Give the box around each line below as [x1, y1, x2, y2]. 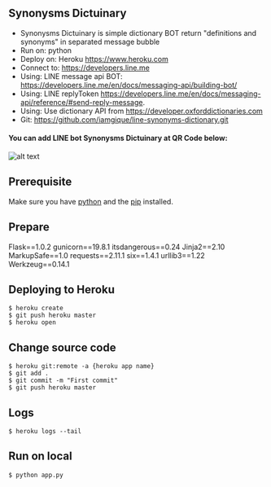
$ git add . [8, 370, 49, 378]
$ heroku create [8, 305, 63, 313]
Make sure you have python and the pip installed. [8, 196, 173, 206]
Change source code [8, 340, 116, 354]
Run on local [8, 450, 72, 463]
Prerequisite [8, 175, 72, 189]
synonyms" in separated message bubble [20, 37, 160, 46]
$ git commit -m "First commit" [8, 376, 118, 385]
